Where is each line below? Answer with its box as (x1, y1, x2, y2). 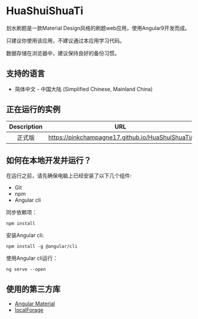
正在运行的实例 (6, 105, 61, 115)
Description (9, 123, 43, 131)
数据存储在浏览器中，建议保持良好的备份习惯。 (6, 49, 120, 57)
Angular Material (14, 300, 55, 307)
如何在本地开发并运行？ (6, 155, 91, 165)
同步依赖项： (6, 209, 37, 216)
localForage (14, 307, 44, 314)
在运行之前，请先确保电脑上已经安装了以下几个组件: (6, 172, 132, 179)
